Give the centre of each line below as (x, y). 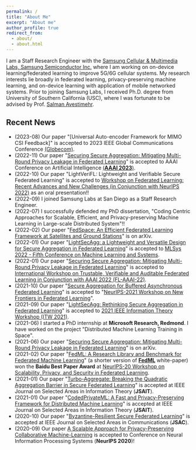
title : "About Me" (28, 17)
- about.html (27, 44)
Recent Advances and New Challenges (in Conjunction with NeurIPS (97, 186)
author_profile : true (32, 28)
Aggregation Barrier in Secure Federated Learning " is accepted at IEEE (100, 385)
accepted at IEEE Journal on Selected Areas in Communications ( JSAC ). (102, 422)
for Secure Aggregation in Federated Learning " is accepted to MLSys (98, 248)
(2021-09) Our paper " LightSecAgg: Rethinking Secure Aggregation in (99, 304)
